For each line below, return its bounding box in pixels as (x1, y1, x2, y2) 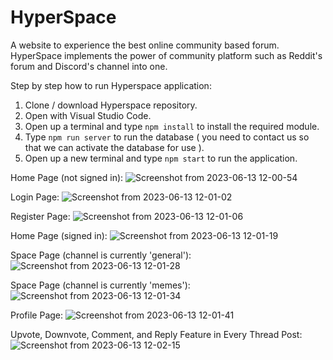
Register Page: (10, 210, 71, 222)
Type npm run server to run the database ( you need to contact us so (24, 131, 310, 143)
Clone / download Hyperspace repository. (24, 99, 198, 111)
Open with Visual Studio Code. (24, 109, 152, 121)
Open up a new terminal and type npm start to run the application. (24, 152, 298, 164)
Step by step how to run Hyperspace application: (10, 79, 212, 91)
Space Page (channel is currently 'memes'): (10, 279, 191, 291)
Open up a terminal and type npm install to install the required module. (24, 120, 320, 132)
